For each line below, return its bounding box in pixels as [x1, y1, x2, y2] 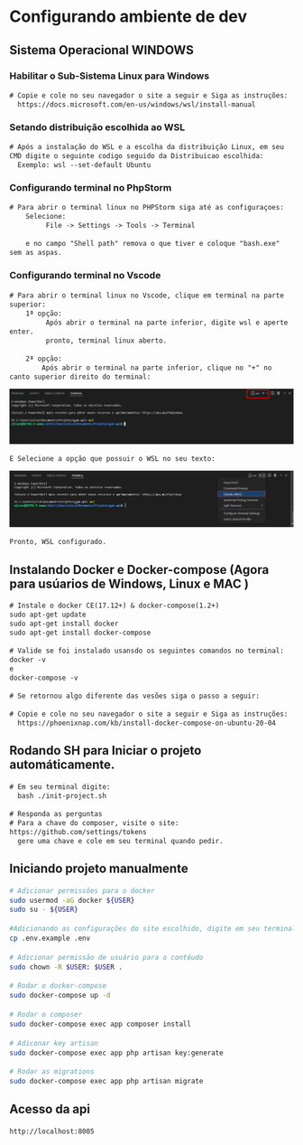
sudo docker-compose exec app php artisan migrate [9, 1077, 204, 1086]
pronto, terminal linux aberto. [45, 336, 168, 345]
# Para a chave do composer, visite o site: [9, 818, 179, 828]
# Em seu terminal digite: [9, 782, 111, 792]
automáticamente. [9, 757, 115, 773]
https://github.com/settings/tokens [9, 827, 147, 837]
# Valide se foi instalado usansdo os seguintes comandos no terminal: [9, 646, 284, 656]
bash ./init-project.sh [17, 791, 106, 801]
